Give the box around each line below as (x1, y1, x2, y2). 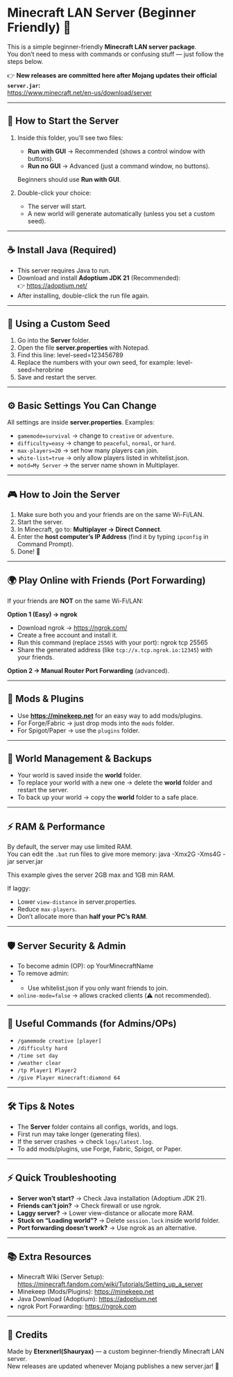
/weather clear (17, 1059, 62, 1066)
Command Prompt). (17, 540, 74, 548)
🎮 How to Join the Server (7, 488, 120, 500)
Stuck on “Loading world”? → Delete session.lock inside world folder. (17, 1216, 221, 1224)
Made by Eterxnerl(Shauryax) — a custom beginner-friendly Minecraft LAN (7, 1347, 224, 1355)
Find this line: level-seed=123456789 (17, 351, 123, 359)
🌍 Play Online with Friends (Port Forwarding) (7, 574, 206, 587)
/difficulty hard (17, 1045, 68, 1052)
